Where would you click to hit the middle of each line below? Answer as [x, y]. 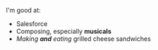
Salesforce [32, 24]
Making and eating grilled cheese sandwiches [84, 39]
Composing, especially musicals [63, 31]
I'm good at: [23, 10]
